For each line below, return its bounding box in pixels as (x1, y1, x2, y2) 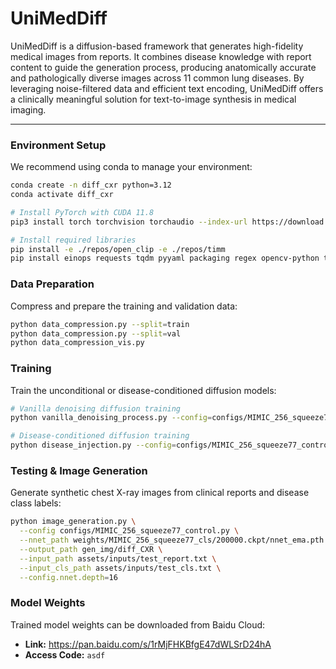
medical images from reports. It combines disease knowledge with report (10, 50, 312, 62)
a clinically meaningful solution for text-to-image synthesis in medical (10, 93, 297, 105)
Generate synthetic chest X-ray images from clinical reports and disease (10, 487, 310, 499)
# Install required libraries (10, 235, 137, 245)
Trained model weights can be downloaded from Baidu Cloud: (10, 618, 266, 631)
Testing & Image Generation (10, 464, 148, 477)
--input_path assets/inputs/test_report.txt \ (19, 553, 217, 564)
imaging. (10, 103, 47, 116)
